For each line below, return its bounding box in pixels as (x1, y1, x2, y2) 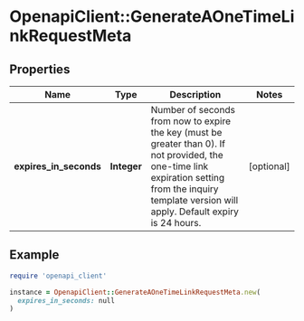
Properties (9, 61, 71, 77)
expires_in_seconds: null (17, 296, 116, 305)
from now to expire (150, 115, 232, 127)
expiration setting (150, 172, 225, 184)
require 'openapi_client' (9, 271, 107, 280)
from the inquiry (150, 183, 219, 195)
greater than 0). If (150, 137, 226, 150)
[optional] (248, 160, 290, 173)
